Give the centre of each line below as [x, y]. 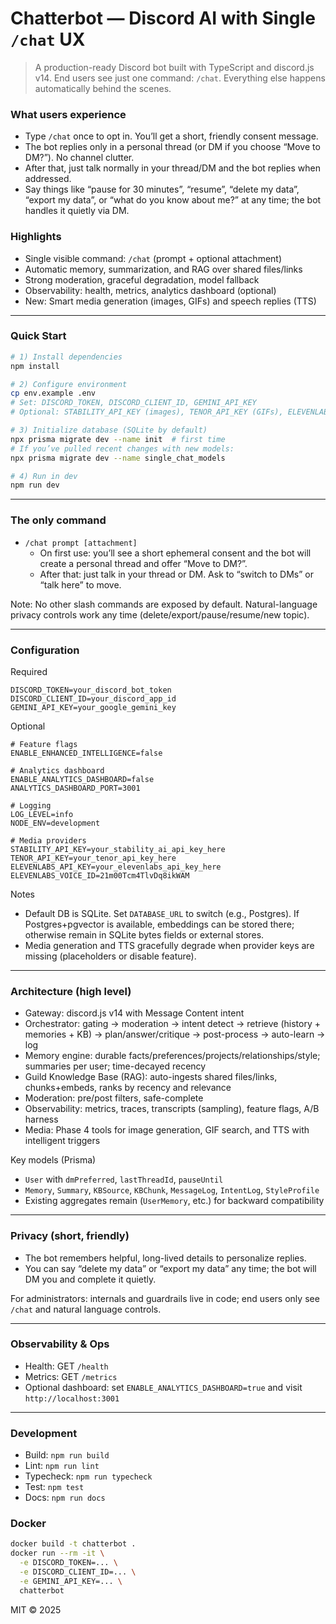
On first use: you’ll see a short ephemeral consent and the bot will [175, 553]
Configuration [45, 650]
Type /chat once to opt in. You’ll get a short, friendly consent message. [171, 136]
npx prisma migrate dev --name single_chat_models [118, 458]
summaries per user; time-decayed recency [115, 1066]
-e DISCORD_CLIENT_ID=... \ [78, 1572]
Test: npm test [54, 1487]
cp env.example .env [53, 393]
